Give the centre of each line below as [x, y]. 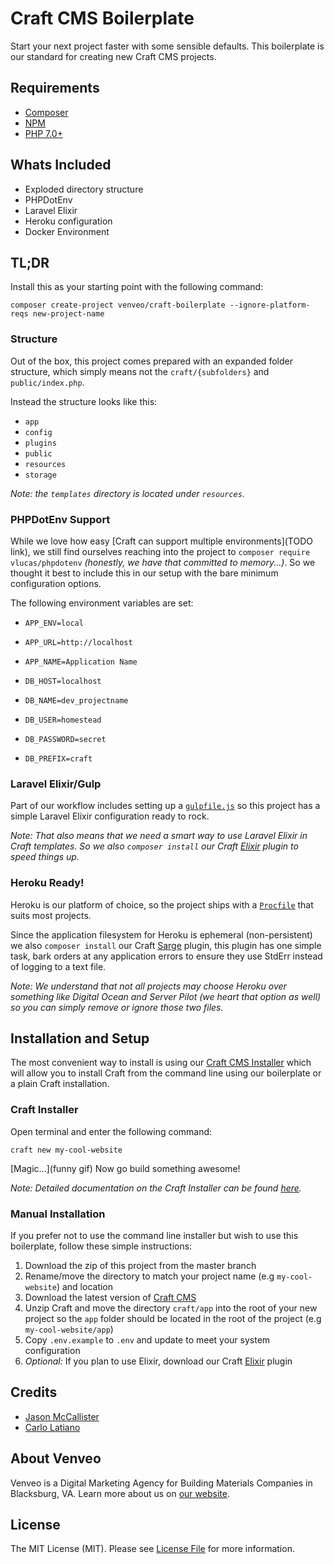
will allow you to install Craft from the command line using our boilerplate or [166, 1073]
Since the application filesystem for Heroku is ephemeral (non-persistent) [161, 934]
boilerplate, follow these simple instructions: [101, 1246]
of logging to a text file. [58, 966]
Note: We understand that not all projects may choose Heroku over [148, 986]
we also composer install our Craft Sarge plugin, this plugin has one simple [166, 945]
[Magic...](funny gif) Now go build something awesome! [125, 1168]
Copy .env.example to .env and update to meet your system [147, 1339]
